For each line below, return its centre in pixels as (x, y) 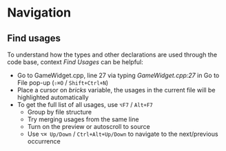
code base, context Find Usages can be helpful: (75, 62)
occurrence (44, 141)
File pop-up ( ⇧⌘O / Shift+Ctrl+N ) (63, 83)
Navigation (39, 13)
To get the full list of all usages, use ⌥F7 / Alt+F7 (85, 104)
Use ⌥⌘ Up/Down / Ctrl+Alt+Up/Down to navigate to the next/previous (123, 134)
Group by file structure (60, 112)
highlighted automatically (53, 97)
